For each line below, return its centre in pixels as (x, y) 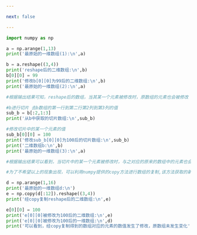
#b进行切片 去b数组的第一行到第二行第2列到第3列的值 (62, 108)
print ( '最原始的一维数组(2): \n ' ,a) (46, 86)
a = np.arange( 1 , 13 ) (31, 48)
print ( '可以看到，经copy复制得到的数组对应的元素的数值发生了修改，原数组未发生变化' (98, 226)
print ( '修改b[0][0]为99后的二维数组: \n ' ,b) (56, 81)
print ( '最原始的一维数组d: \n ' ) (41, 189)
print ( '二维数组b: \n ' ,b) (35, 145)
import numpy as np (30, 38)
